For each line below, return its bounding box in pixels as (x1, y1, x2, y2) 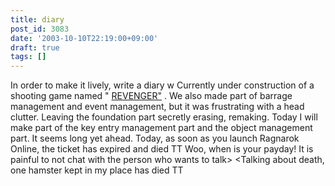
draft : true (10, 42, 60, 53)
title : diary (10, 14, 65, 25)
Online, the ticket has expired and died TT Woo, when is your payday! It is (10, 143, 314, 155)
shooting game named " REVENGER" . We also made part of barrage (10, 90, 293, 102)
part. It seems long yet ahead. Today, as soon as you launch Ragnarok (10, 132, 300, 145)
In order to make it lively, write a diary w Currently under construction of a (10, 79, 315, 91)
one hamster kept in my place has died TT (10, 164, 184, 176)
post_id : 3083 (10, 24, 70, 34)
